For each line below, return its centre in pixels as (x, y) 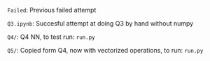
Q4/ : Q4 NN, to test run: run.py (51, 37)
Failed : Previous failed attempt (52, 10)
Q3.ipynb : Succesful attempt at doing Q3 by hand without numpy (100, 23)
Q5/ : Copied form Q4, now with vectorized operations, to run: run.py (105, 50)
